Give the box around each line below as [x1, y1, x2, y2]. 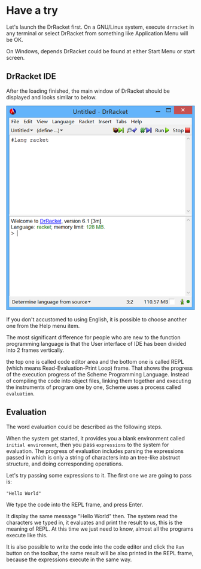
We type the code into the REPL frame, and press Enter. [6, 501, 144, 508]
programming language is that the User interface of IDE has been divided [6, 340, 187, 347]
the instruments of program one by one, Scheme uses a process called [6, 384, 181, 391]
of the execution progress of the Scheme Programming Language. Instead [6, 370, 190, 378]
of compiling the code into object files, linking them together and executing [6, 377, 191, 384]
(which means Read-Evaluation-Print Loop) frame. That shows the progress [6, 364, 193, 372]
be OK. [6, 36, 23, 43]
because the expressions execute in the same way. [6, 556, 132, 563]
